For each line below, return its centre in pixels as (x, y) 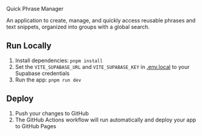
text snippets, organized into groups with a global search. (78, 27)
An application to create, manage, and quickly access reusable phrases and (101, 20)
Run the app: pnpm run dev (48, 79)
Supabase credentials (42, 73)
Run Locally (29, 46)
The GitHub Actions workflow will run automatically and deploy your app (106, 120)
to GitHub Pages (35, 126)
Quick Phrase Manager (35, 9)
